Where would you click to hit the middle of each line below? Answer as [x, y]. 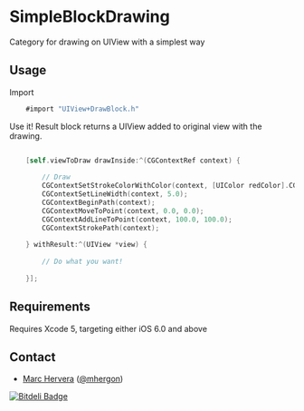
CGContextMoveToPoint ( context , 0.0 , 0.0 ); [123, 210]
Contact [33, 357]
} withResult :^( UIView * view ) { [86, 245]
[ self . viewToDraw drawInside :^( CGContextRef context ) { [133, 161]
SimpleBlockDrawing [90, 17]
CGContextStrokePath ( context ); [101, 228]
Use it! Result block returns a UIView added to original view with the [136, 126]
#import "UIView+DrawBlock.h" [83, 109]
